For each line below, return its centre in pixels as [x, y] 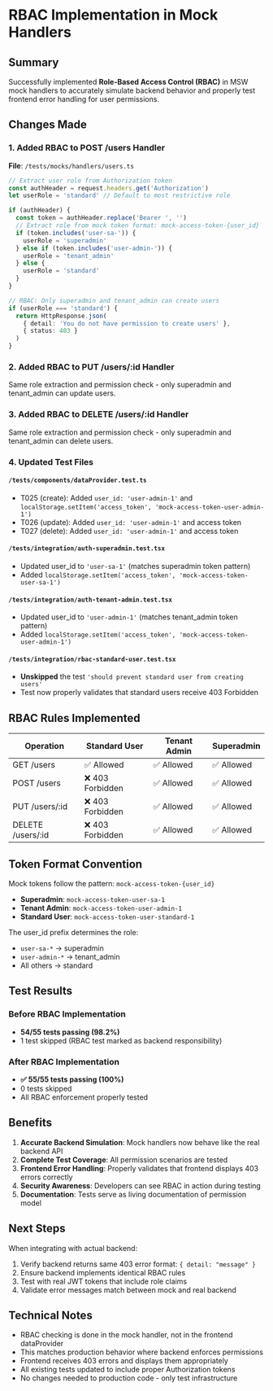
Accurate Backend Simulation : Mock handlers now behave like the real [140, 1142]
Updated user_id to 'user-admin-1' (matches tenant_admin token [129, 617]
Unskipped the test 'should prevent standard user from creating [132, 676]
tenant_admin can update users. [62, 393]
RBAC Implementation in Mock [113, 15]
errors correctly [46, 1177]
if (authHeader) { [39, 210]
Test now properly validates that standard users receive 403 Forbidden [139, 693]
